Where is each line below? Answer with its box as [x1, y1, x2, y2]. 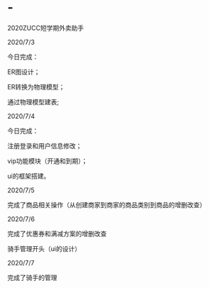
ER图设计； [7, 67, 40, 76]
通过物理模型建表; [7, 97, 60, 106]
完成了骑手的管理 [7, 273, 57, 282]
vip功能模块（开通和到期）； [7, 156, 88, 165]
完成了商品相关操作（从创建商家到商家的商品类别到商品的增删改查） [7, 200, 206, 209]
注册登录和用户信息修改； [7, 141, 82, 150]
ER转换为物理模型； [7, 82, 65, 91]
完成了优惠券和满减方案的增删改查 [7, 229, 107, 238]
